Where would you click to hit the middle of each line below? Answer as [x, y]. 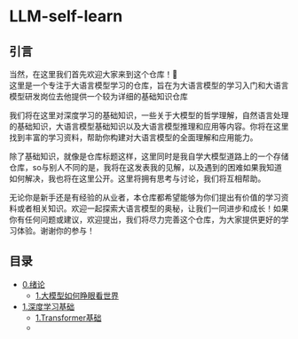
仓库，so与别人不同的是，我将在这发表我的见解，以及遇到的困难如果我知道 [145, 167]
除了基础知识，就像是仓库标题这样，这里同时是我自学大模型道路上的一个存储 [149, 156]
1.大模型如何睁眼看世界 [77, 296]
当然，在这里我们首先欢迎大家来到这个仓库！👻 [94, 74]
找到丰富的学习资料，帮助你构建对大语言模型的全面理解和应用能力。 [133, 138]
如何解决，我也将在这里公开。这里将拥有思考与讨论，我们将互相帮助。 [137, 178]
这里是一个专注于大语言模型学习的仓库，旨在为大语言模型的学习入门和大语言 [149, 85]
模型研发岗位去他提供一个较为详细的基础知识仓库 [98, 96]
